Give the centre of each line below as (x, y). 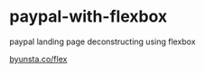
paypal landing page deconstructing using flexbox (102, 41)
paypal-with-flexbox (89, 17)
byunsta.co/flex (38, 59)
